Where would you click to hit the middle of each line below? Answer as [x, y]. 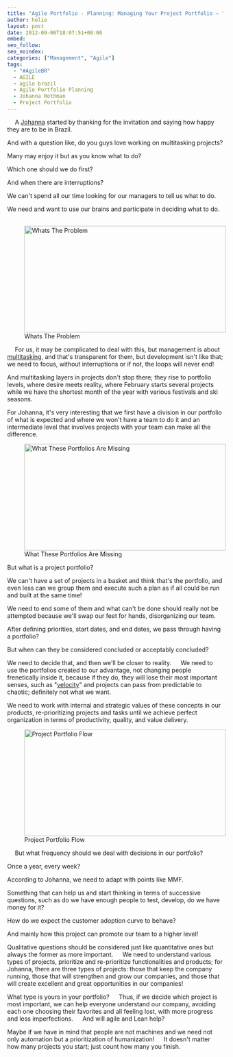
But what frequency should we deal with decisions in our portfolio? [109, 853]
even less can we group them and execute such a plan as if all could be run [113, 588]
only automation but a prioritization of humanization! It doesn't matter [109, 1039]
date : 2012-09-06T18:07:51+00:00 [55, 33]
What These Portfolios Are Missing [73, 554]
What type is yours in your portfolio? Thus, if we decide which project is [112, 997]
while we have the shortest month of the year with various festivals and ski [112, 392]
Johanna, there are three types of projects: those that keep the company [110, 969]
